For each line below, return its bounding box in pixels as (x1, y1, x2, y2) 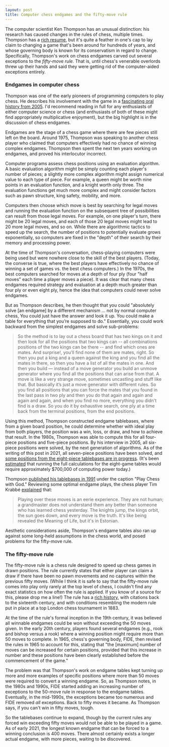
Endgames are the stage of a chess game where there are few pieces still (5, 129, 157, 135)
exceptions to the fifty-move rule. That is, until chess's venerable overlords (5, 58, 161, 64)
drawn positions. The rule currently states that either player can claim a (5, 568, 153, 574)
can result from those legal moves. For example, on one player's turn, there (5, 213, 161, 219)
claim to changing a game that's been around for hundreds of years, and (5, 42, 156, 48)
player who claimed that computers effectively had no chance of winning (5, 140, 156, 146)
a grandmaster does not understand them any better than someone (17, 502, 157, 508)
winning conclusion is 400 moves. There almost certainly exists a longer (5, 731, 155, 737)
